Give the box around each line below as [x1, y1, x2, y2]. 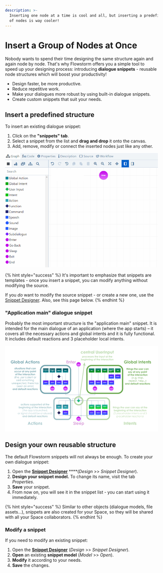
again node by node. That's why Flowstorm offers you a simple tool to [5, 61, 145, 67]
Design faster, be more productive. [12, 81, 81, 87]
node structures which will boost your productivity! [5, 71, 107, 78]
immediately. [12, 494, 38, 500]
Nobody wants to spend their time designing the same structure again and [5, 56, 154, 62]
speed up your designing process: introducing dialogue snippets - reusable [5, 66, 157, 72]
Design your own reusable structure [5, 441, 116, 449]
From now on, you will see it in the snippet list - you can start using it [12, 489, 149, 495]
